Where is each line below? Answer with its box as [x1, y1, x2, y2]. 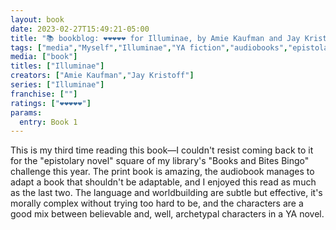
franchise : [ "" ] [10, 89, 78, 99]
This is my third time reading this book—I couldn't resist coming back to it [10, 144, 314, 156]
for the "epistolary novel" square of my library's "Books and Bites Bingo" [10, 155, 310, 167]
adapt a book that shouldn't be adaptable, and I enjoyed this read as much [10, 176, 317, 188]
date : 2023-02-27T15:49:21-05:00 [10, 24, 150, 34]
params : [10, 107, 43, 118]
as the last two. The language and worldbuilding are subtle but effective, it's [10, 187, 323, 199]
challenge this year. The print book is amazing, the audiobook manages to [10, 166, 315, 178]
